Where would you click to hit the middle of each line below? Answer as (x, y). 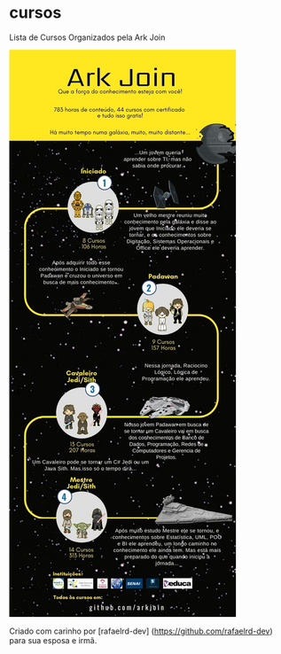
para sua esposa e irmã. (53, 640)
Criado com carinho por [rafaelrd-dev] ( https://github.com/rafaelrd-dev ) (141, 631)
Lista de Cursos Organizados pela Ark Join (87, 37)
